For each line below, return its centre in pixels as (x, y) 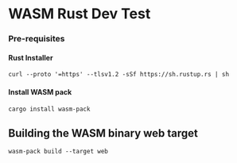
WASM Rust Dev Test (80, 14)
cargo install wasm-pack (49, 109)
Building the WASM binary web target (103, 133)
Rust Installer (31, 57)
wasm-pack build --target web (58, 152)
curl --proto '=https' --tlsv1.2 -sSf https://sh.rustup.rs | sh (118, 75)
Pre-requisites (37, 39)
